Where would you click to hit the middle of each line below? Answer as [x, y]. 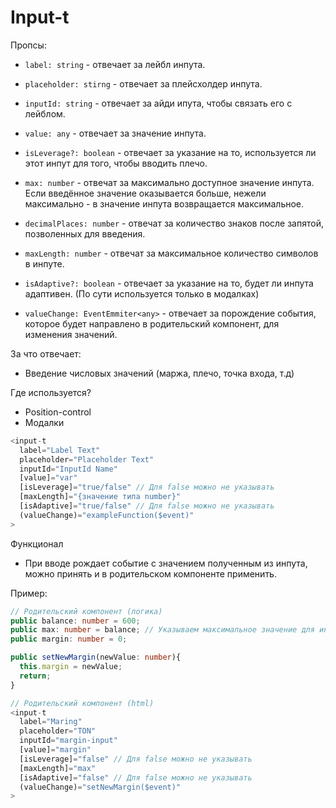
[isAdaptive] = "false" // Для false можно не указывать [136, 777]
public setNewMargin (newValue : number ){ [96, 657]
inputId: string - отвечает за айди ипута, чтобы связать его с [158, 103]
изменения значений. [71, 334]
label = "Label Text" [60, 450]
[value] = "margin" [55, 750]
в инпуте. [44, 263]
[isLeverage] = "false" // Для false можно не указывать [136, 759]
